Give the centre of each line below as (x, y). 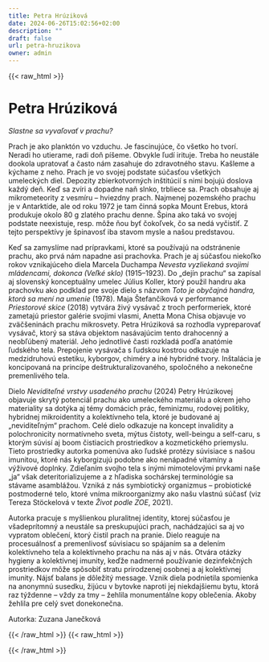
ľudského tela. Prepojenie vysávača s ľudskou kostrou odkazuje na (119, 350)
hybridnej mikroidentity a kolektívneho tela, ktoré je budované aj (114, 417)
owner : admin (30, 53)
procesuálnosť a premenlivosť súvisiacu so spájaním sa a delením (117, 543)
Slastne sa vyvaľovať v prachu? (61, 130)
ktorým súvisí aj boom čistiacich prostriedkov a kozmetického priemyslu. (128, 442)
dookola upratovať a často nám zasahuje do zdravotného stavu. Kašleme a (132, 163)
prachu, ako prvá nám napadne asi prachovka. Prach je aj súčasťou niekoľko (135, 256)
